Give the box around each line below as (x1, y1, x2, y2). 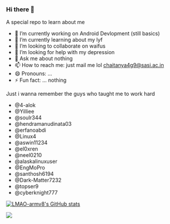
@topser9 (14, 183, 39, 190)
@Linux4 (14, 133, 36, 140)
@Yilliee (14, 108, 35, 115)
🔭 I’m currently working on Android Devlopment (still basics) (14, 30, 160, 37)
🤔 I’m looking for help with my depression (14, 49, 115, 56)
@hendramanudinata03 (14, 121, 72, 128)
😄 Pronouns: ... (14, 70, 53, 77)
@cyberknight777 (14, 189, 58, 196)
